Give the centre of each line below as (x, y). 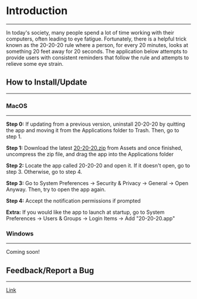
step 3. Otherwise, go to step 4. (44, 172)
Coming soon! (23, 252)
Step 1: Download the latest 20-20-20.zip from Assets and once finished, (94, 148)
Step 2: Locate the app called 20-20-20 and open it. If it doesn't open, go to (98, 166)
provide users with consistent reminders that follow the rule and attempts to (98, 58)
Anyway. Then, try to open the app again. (56, 190)
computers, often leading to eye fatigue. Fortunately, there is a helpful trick (96, 39)
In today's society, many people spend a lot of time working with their (90, 32)
